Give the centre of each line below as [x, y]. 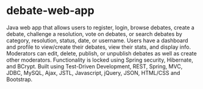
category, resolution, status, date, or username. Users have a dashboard [97, 40]
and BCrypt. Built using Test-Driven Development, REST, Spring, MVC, [94, 66]
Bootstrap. [20, 79]
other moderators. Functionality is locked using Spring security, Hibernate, [100, 60]
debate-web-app [50, 11]
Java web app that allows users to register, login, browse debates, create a [101, 27]
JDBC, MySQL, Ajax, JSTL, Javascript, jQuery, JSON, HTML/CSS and [93, 73]
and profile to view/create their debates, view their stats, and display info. [98, 47]
